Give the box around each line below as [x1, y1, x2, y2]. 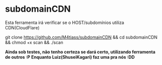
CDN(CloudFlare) [5, 24, 40, 30]
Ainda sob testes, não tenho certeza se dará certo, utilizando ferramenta [5, 49, 156, 55]
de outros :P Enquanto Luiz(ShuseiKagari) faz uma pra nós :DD [5, 54, 135, 60]
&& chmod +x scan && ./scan [5, 39, 63, 45]
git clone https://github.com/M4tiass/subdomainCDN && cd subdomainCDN [5, 34, 158, 40]
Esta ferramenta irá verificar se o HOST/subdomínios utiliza [5, 20, 124, 25]
